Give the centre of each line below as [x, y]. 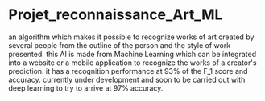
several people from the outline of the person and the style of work [120, 45]
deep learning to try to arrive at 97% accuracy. [86, 88]
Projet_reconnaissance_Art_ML [116, 15]
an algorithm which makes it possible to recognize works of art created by [131, 37]
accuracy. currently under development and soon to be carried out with [127, 79]
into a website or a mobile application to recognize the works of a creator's [132, 63]
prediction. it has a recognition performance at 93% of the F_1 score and [128, 71]
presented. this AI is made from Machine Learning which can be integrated [132, 54]
